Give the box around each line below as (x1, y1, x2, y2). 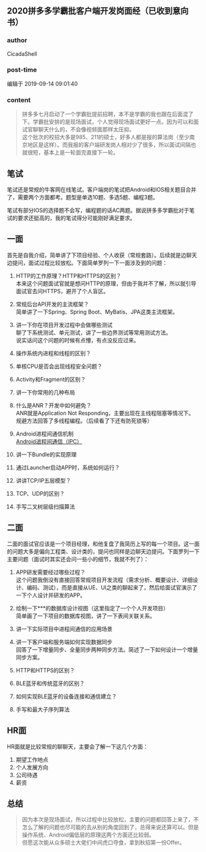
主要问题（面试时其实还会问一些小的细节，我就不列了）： (7, 555, 149, 562)
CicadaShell (7, 50, 37, 57)
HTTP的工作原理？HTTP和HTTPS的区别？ (15, 272, 122, 279)
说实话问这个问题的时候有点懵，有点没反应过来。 (15, 336, 139, 343)
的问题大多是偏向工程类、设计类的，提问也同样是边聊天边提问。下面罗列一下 (7, 548, 200, 555)
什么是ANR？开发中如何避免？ (15, 401, 92, 409)
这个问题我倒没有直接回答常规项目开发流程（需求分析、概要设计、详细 (15, 576, 193, 583)
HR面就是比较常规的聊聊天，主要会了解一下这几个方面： (7, 743, 149, 750)
